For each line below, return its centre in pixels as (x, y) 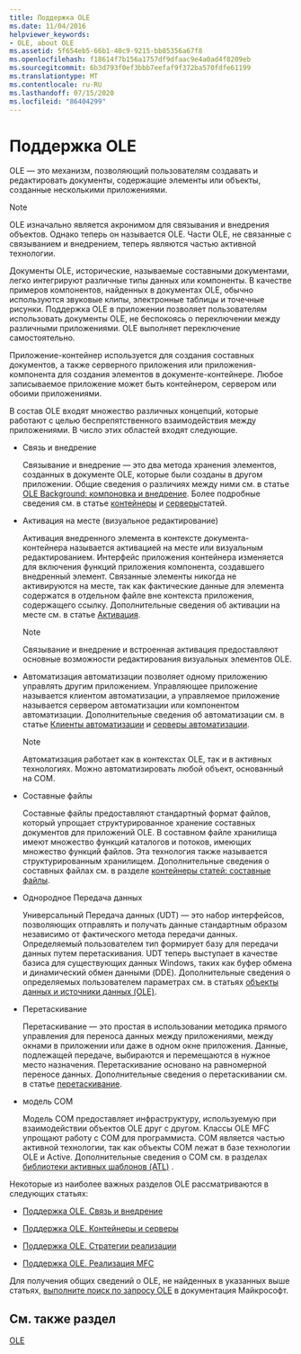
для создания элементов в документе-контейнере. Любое (171, 375)
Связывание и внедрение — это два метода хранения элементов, (149, 465)
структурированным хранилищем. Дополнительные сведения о (146, 862)
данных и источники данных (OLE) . (89, 992)
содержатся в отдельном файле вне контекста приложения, (138, 596)
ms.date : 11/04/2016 (48, 26)
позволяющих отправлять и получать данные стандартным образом (155, 925)
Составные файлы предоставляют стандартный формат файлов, (146, 813)
